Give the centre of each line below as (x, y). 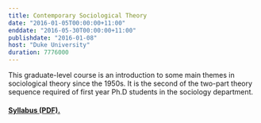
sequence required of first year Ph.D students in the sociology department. (131, 92)
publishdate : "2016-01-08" (53, 38)
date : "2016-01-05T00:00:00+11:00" (67, 23)
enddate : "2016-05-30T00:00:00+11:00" (72, 30)
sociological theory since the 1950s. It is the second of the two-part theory (130, 83)
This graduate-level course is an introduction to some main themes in (122, 75)
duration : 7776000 (38, 52)
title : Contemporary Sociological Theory (78, 15)
